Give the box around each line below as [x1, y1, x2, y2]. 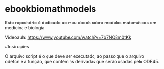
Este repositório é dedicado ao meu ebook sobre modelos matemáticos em [5, 20, 157, 25]
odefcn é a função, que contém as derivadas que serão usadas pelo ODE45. [5, 58, 159, 64]
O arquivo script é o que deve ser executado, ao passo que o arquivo [5, 53, 144, 59]
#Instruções [5, 44, 29, 49]
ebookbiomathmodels [5, 3, 96, 15]
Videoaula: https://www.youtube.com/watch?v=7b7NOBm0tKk [5, 34, 131, 40]
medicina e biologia [5, 24, 45, 30]
